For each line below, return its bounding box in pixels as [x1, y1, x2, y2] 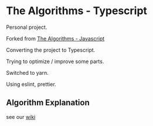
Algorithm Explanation [6, 98, 90, 108]
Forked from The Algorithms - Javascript [6, 35, 105, 42]
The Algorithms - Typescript [6, 4, 148, 18]
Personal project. [6, 24, 47, 31]
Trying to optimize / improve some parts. [6, 58, 104, 65]
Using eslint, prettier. [6, 81, 57, 88]
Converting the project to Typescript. [6, 46, 96, 54]
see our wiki [6, 113, 36, 120]
